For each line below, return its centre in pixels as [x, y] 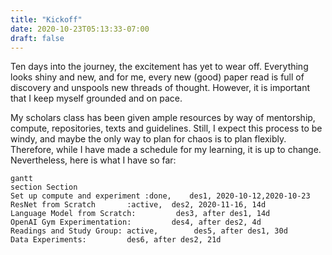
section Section [44, 187]
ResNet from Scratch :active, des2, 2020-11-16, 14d [138, 205]
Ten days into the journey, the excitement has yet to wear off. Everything [159, 67]
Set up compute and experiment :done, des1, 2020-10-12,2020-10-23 [160, 196]
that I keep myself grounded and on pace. [96, 98]
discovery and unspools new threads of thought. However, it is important [160, 88]
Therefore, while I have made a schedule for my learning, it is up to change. [166, 150]
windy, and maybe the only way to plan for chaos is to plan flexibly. [148, 139]
